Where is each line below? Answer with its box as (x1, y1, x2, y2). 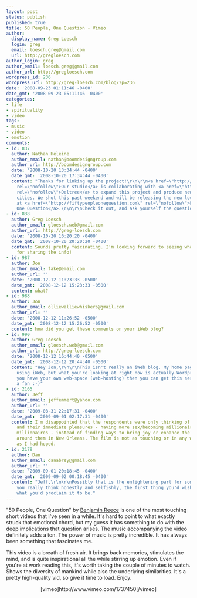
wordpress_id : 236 (6, 74, 51, 80)
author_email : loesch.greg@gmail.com (6, 63, 98, 69)
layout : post (6, 8, 38, 15)
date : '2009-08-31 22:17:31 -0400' (11, 408, 98, 414)
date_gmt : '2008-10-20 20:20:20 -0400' (11, 238, 109, 244)
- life (6, 101, 22, 108)
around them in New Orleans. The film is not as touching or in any (16, 436, 188, 441)
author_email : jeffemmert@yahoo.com (11, 397, 101, 403)
